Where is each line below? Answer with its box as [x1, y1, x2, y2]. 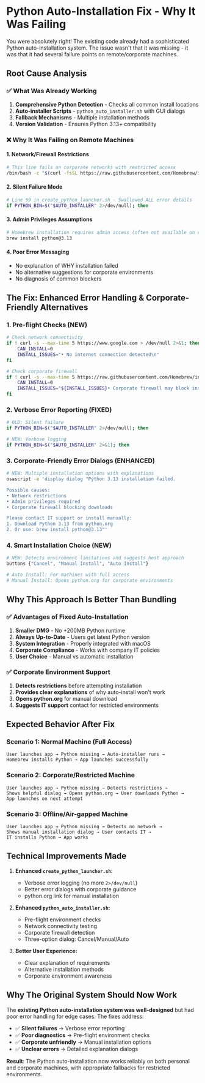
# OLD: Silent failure [6, 420, 64, 426]
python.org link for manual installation [24, 892, 120, 899]
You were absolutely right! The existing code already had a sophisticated [6, 37, 189, 45]
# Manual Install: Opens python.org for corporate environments [6, 577, 173, 583]
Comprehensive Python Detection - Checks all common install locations [15, 100, 199, 108]
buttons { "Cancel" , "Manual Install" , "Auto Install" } [6, 560, 149, 567]
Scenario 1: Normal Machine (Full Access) [6, 738, 132, 746]
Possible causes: [6, 487, 51, 493]
